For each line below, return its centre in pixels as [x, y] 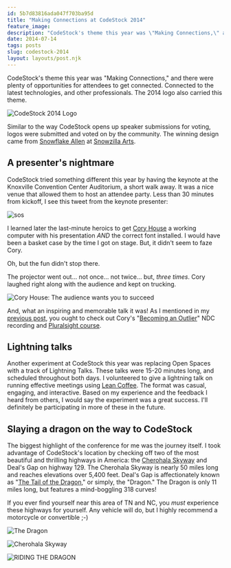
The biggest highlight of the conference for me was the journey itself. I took [114, 445]
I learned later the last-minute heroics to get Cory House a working [102, 228]
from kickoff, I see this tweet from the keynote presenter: [88, 201]
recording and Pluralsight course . [54, 325]
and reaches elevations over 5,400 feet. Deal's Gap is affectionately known [113, 475]
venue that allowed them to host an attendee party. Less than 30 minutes [111, 194]
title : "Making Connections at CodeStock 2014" [77, 20]
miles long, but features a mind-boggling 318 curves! [82, 490]
